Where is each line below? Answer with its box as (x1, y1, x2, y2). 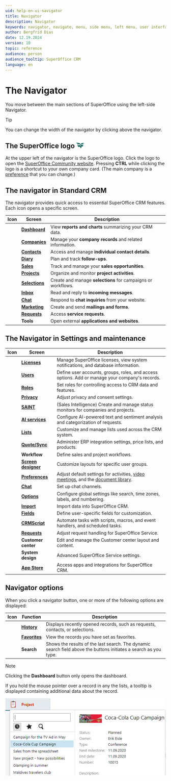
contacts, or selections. (45, 626, 95, 633)
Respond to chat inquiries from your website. (50, 296, 146, 303)
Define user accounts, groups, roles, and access (56, 369, 158, 375)
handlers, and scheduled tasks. (56, 523, 122, 529)
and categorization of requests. (56, 419, 123, 425)
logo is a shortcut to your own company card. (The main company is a (5, 166, 152, 172)
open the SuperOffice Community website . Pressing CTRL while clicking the (5, 161, 165, 167)
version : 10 (5, 41, 31, 46)
